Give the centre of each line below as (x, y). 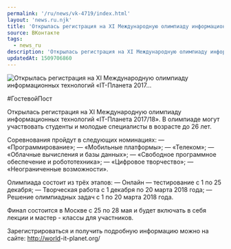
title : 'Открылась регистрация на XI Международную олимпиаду (98, 26)
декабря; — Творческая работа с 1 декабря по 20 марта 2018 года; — (110, 189)
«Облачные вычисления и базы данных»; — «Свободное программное (112, 154)
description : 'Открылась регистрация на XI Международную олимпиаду (107, 52)
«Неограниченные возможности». (58, 169)
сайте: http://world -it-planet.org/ (54, 238)
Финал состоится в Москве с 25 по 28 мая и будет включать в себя (107, 210)
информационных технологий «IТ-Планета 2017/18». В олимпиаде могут (113, 119)
